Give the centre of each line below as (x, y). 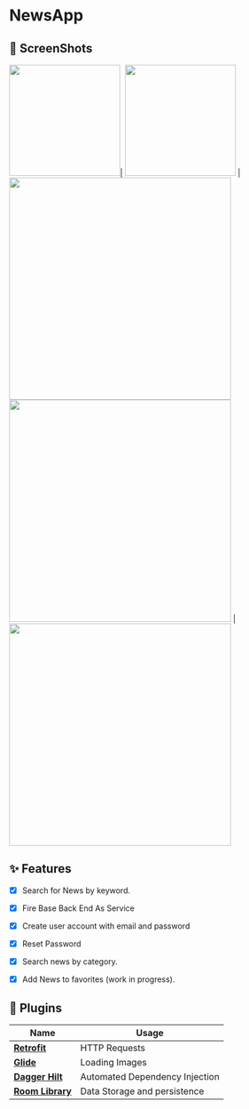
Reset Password (51, 944)
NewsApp (47, 16)
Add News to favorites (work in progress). (98, 979)
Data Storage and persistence (142, 1091)
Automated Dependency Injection (150, 1077)
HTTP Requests (113, 1048)
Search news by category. (70, 961)
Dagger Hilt (39, 1077)
